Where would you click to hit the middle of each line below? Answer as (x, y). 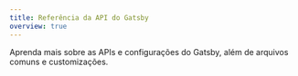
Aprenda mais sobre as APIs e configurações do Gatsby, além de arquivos (149, 52)
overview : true (38, 26)
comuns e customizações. (59, 62)
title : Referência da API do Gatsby (79, 18)
